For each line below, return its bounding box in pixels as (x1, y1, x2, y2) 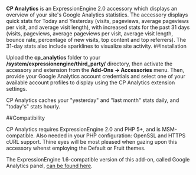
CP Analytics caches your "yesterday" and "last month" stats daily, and (6, 97, 179, 104)
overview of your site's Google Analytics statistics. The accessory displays (6, 11, 188, 18)
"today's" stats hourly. (6, 103, 61, 110)
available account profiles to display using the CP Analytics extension (6, 79, 175, 86)
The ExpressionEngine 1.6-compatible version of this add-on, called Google (6, 156, 190, 163)
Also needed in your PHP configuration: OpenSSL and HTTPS (36, 132, 186, 139)
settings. (6, 85, 28, 92)
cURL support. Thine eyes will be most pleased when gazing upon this (6, 138, 178, 145)
